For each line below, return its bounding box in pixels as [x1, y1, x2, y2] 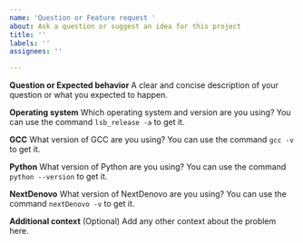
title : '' [9, 30, 47, 39]
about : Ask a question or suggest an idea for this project [9, 22, 242, 31]
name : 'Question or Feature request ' [9, 13, 156, 23]
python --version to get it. [9, 171, 108, 182]
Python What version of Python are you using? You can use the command [9, 161, 287, 172]
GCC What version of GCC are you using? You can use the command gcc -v [9, 134, 295, 145]
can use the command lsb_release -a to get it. [9, 117, 185, 128]
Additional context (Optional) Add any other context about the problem [9, 216, 277, 227]
